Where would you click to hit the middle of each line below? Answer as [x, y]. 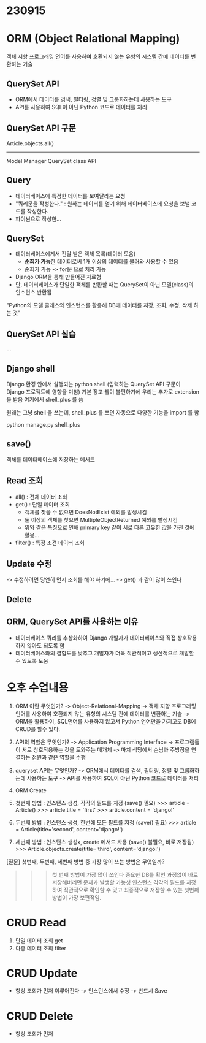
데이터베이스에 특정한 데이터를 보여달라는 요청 [70, 196]
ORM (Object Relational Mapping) [93, 39]
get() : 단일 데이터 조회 [43, 504]
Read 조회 [25, 481]
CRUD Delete [40, 1016]
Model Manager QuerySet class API [51, 161]
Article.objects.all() [30, 143]
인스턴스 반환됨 [33, 292]
